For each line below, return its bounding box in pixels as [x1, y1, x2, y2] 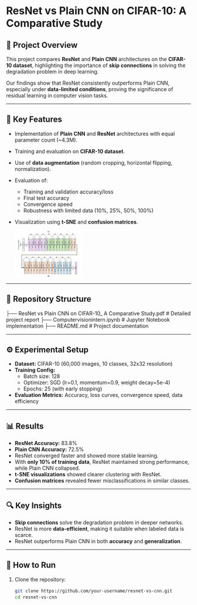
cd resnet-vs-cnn [14, 594, 57, 600]
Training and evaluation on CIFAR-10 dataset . [14, 148, 125, 155]
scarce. [14, 532, 33, 539]
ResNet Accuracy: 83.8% [14, 440, 77, 447]
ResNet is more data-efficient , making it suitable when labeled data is [14, 525, 185, 533]
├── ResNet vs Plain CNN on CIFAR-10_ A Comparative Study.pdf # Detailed [6, 310, 191, 317]
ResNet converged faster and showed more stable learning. [14, 452, 159, 459]
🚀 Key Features [6, 115, 63, 125]
